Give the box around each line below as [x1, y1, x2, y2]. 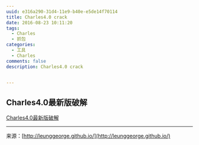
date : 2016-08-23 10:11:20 [6, 20, 73, 25]
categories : [6, 42, 36, 48]
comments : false [6, 58, 46, 64]
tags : [6, 25, 20, 31]
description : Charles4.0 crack [6, 63, 84, 70]
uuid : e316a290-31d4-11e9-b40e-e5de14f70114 [6, 8, 118, 15]
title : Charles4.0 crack [6, 14, 68, 20]
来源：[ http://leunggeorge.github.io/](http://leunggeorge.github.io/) [6, 133, 171, 140]
